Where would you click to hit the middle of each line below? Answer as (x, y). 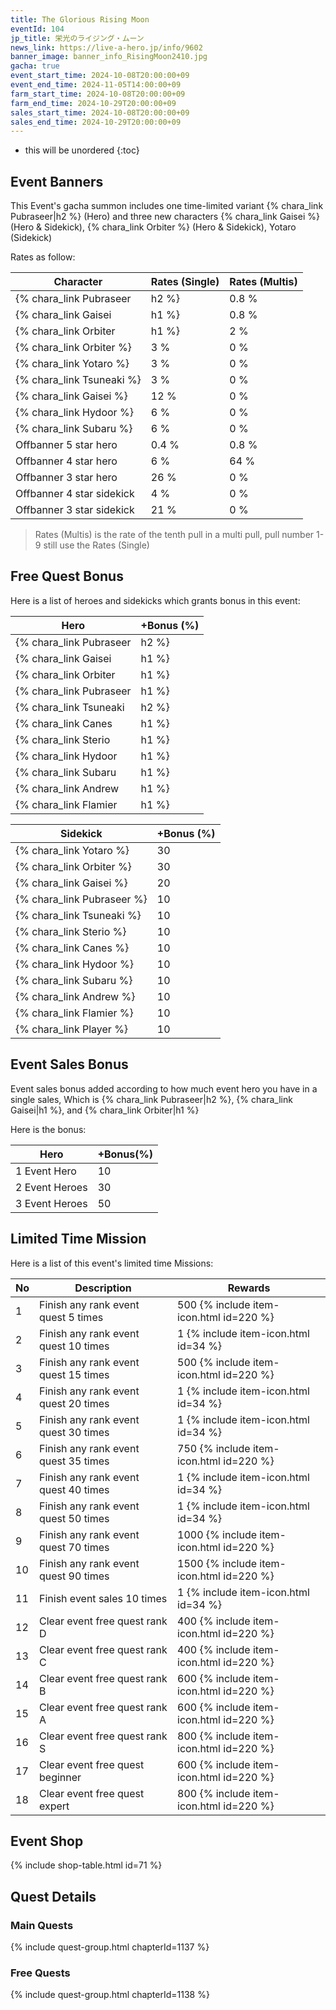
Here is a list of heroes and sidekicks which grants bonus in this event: (155, 600)
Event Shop (47, 1841)
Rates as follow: (43, 257)
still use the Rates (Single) (96, 545)
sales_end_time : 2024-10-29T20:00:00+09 (96, 122)
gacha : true (35, 66)
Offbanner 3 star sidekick (75, 510)
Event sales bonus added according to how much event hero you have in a (164, 1088)
